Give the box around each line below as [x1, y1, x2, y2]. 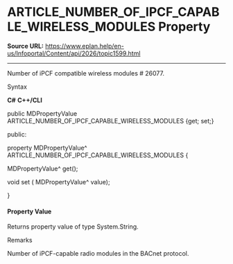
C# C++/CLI [7, 96, 43, 104]
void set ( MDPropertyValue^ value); [7, 177, 110, 186]
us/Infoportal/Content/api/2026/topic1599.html [7, 49, 141, 58]
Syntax [7, 82, 28, 91]
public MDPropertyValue [7, 109, 78, 118]
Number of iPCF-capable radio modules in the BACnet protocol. [7, 249, 189, 258]
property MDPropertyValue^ [7, 143, 88, 152]
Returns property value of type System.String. [7, 222, 139, 231]
